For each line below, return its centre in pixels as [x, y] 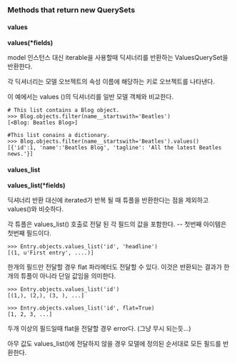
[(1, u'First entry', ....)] [51, 253]
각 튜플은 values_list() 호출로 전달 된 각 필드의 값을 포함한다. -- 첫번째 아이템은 [117, 224]
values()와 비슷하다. [36, 209]
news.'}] [20, 154]
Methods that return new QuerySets [71, 10]
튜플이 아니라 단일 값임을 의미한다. [68, 276]
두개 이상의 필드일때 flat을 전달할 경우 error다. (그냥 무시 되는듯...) [99, 329]
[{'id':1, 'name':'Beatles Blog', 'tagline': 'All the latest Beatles [115, 148]
